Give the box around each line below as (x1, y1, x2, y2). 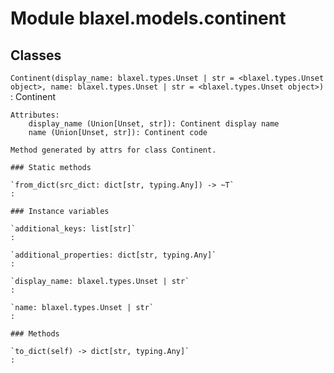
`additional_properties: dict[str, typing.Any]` (10, 250, 217, 260)
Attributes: (10, 110, 60, 120)
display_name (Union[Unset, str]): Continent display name (28, 119, 280, 129)
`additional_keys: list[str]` (10, 224, 137, 234)
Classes (10, 47, 62, 64)
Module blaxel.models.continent (10, 7, 287, 30)
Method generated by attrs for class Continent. (10, 145, 217, 155)
